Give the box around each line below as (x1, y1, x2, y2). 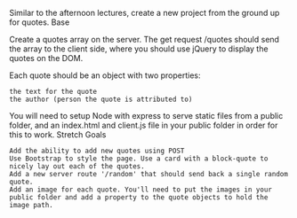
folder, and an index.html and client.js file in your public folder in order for (9, 120, 278, 130)
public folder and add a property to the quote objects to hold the (9, 193, 269, 202)
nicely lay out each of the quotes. (9, 162, 145, 171)
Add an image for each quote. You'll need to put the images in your (9, 185, 273, 194)
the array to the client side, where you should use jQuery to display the (9, 43, 269, 54)
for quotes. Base (9, 17, 70, 27)
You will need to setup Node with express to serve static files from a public (9, 111, 284, 121)
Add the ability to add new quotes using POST (9, 146, 185, 155)
